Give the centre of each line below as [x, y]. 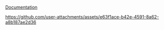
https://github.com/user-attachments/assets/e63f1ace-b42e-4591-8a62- [82, 17]
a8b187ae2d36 [21, 22]
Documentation [21, 7]
